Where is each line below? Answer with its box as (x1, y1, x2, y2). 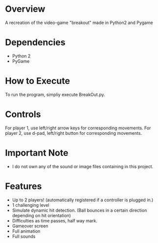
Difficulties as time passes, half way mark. (12, 218, 98, 223)
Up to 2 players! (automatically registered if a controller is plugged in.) (12, 197, 154, 203)
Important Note (5, 147, 68, 158)
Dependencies (5, 37, 66, 48)
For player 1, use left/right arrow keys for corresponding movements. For (5, 125, 151, 131)
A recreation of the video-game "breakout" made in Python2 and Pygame (5, 20, 153, 25)
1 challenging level (12, 202, 49, 208)
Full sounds (12, 233, 36, 239)
